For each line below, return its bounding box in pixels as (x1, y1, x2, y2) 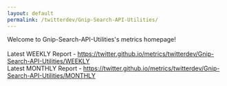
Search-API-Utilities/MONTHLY (7, 71, 96, 79)
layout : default (7, 10, 54, 17)
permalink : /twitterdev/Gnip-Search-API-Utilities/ (7, 16, 158, 23)
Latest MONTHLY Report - (7, 64, 82, 72)
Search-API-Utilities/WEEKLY (7, 57, 90, 65)
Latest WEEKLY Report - (7, 49, 76, 58)
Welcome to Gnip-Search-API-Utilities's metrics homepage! (7, 35, 177, 43)
